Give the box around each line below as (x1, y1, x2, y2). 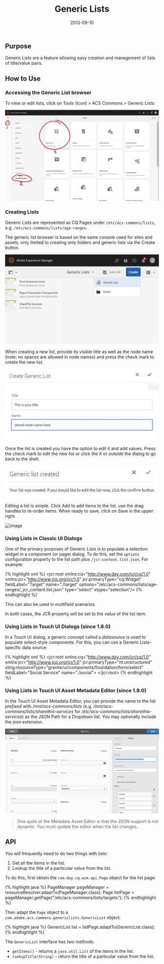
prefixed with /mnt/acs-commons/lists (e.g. (5, 703, 93, 709)
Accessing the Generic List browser (5, 89, 92, 96)
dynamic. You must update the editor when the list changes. (17, 823, 138, 829)
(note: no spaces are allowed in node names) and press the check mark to (5, 354, 155, 360)
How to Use (5, 74, 41, 83)
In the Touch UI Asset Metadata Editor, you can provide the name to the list (5, 698, 156, 704)
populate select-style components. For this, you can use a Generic (5, 639, 139, 645)
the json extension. (5, 719, 43, 725)
